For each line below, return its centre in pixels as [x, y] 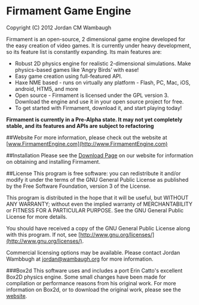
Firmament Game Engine [69, 11]
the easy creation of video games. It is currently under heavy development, [99, 45]
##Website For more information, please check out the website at [87, 137]
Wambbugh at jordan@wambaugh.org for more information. [80, 259]
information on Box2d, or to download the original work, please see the [94, 289]
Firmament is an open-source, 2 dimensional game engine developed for [96, 39]
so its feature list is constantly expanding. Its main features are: [84, 51]
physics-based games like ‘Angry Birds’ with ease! [77, 69]
